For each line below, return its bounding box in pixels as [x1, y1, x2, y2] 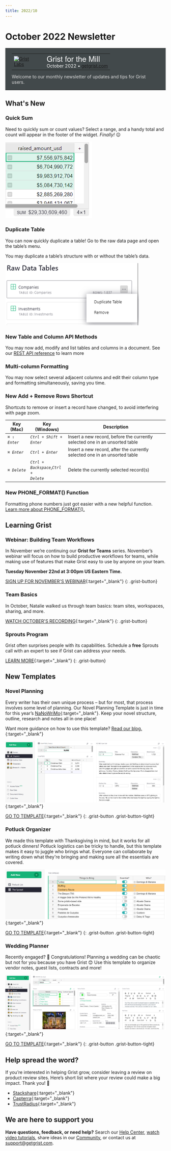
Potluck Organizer [5, 826, 51, 833]
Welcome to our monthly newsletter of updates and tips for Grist [12, 73, 146, 80]
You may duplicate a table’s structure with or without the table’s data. [5, 253, 150, 259]
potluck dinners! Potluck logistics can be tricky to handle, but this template [5, 843, 162, 849]
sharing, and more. [5, 608, 45, 614]
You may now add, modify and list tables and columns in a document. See [5, 345, 160, 351]
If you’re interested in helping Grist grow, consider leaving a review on [5, 1069, 152, 1075]
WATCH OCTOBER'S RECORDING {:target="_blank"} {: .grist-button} [5, 618, 148, 624]
